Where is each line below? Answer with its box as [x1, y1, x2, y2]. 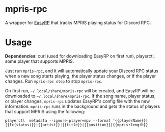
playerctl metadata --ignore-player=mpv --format [5, 118, 111, 123]
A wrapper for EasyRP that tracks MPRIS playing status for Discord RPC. [5, 20, 151, 26]
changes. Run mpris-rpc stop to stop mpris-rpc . [5, 78, 103, 84]
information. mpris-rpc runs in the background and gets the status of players [5, 103, 160, 109]
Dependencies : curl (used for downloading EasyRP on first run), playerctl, [5, 53, 155, 59]
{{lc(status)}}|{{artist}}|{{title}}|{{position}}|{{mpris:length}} [5, 122, 148, 127]
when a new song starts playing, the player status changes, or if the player [5, 73, 156, 79]
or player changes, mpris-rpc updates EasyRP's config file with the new [5, 98, 150, 104]
